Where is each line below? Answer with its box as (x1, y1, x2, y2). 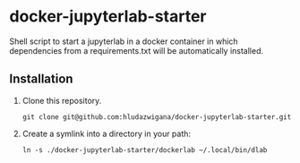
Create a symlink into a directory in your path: (21, 128, 191, 139)
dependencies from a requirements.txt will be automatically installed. (9, 45, 264, 56)
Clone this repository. (21, 95, 102, 106)
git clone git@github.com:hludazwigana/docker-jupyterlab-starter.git (21, 112, 292, 122)
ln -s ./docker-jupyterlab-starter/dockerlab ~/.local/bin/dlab (21, 145, 268, 154)
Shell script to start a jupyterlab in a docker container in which (9, 36, 239, 47)
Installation (9, 72, 73, 87)
